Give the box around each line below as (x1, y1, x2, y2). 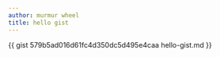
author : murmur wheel (8, 11, 80, 20)
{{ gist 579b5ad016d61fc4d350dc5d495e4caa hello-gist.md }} (8, 40, 212, 49)
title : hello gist (8, 19, 69, 27)
